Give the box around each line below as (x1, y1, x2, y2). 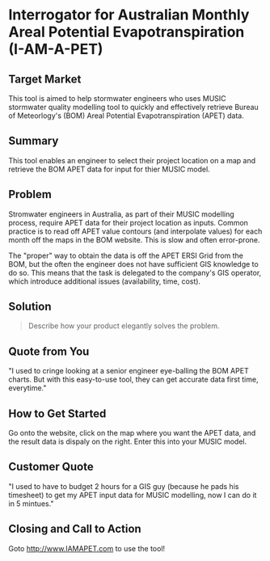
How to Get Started (8, 407, 107, 420)
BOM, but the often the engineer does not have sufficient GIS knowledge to (8, 259, 259, 268)
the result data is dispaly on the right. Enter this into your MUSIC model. (8, 437, 247, 446)
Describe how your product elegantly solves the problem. (27, 321, 220, 331)
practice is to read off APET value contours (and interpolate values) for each (8, 226, 263, 236)
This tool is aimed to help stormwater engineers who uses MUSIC (8, 94, 226, 103)
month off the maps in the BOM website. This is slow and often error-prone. (8, 234, 260, 244)
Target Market (8, 72, 82, 86)
